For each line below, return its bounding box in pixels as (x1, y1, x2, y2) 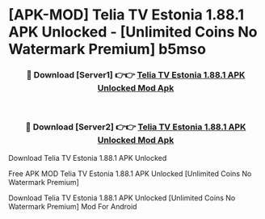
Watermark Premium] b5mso (8, 40, 206, 58)
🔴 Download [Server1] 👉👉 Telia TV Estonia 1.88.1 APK (26, 69, 246, 81)
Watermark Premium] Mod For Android (8, 201, 137, 211)
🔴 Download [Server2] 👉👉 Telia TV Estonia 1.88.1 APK (25, 121, 246, 133)
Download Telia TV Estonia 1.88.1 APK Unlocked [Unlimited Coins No (8, 192, 236, 203)
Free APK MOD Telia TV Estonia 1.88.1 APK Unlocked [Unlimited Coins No (8, 168, 252, 179)
